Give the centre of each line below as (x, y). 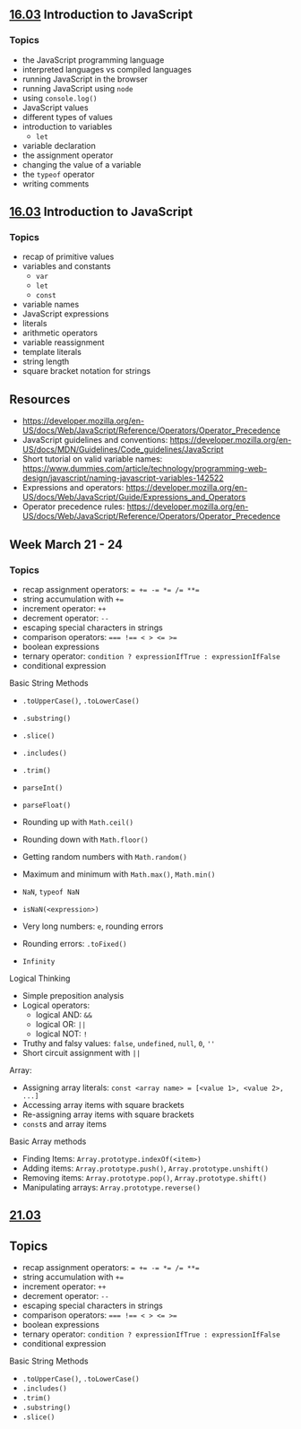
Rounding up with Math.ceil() (78, 822)
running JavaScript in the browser (85, 79)
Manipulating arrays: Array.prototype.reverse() (112, 1187)
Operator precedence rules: (73, 507)
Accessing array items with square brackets (103, 1104)
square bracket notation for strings (86, 371)
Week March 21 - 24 (66, 545)
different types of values (68, 117)
